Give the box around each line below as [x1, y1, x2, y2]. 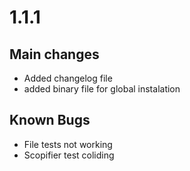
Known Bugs [9, 112, 91, 129]
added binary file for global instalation [23, 83, 181, 95]
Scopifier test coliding [23, 149, 115, 161]
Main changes [9, 46, 100, 63]
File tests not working [23, 138, 113, 150]
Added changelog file [23, 72, 113, 84]
